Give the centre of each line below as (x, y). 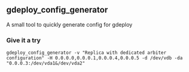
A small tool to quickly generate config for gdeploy (69, 24)
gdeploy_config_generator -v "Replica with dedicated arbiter (86, 53)
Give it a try (24, 40)
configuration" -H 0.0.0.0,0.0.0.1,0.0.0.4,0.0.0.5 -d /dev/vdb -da (94, 58)
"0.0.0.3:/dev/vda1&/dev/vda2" (46, 64)
